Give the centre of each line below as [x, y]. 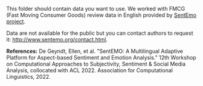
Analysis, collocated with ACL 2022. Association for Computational [90, 70]
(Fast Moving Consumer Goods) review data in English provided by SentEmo [101, 15]
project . [16, 21]
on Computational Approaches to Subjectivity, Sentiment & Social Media [96, 64]
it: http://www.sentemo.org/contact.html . [57, 39]
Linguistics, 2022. [29, 77]
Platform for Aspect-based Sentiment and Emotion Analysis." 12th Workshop [101, 57]
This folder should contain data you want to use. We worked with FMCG [96, 9]
